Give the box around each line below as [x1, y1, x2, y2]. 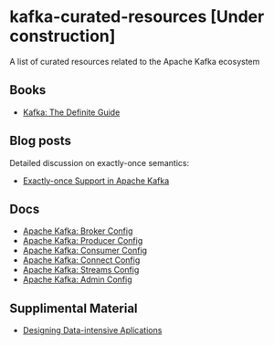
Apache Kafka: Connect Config [22, 255, 141, 266]
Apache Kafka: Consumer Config [22, 245, 148, 256]
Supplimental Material [9, 300, 139, 316]
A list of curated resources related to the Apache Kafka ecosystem [9, 56, 260, 67]
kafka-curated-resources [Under [9, 6, 265, 27]
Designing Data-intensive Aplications [22, 325, 163, 336]
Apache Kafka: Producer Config [22, 235, 143, 246]
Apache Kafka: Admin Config [22, 274, 132, 285]
